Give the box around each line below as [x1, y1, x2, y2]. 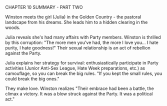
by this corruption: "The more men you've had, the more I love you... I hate [5, 39, 158, 45]
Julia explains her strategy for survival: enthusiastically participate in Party [5, 60, 159, 65]
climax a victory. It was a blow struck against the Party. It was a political [5, 91, 153, 96]
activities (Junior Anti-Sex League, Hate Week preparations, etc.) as [5, 65, 145, 71]
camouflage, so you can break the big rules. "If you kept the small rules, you [5, 70, 162, 76]
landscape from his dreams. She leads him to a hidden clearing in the [5, 19, 148, 25]
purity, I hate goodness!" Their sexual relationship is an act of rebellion [5, 45, 151, 50]
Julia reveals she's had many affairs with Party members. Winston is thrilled [5, 34, 161, 40]
